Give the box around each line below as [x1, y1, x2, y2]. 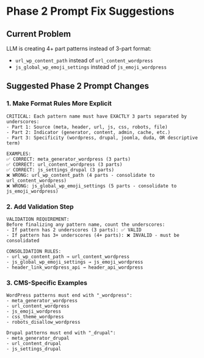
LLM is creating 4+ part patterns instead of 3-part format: [6, 45, 151, 52]
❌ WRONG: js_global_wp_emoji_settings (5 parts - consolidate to [6, 182, 177, 189]
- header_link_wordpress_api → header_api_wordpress [6, 264, 144, 270]
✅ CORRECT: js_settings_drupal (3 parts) [6, 166, 115, 173]
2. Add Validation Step [6, 202, 75, 211]
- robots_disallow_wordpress [6, 319, 81, 326]
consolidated [6, 237, 40, 244]
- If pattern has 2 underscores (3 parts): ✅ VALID [6, 226, 142, 233]
